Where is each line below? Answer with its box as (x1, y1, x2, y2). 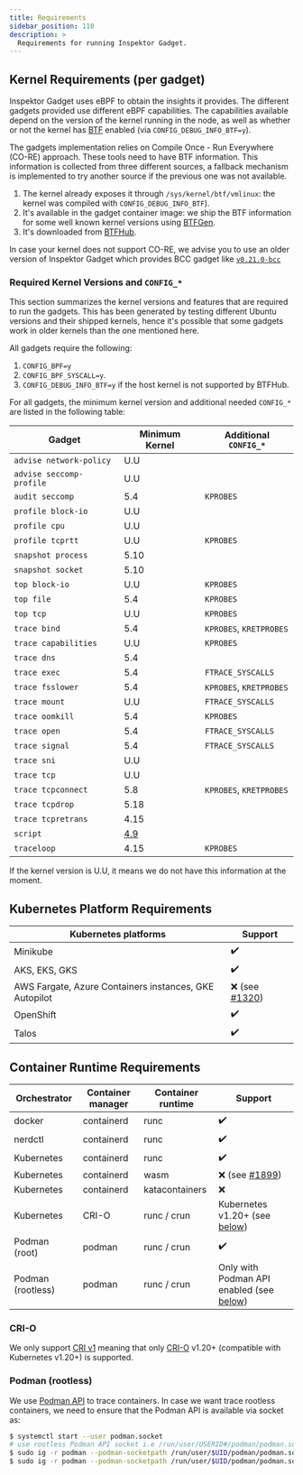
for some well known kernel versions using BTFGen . (22, 217, 216, 228)
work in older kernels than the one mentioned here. (9, 326, 200, 336)
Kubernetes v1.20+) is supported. (9, 1352, 133, 1363)
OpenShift (14, 1008, 57, 1020)
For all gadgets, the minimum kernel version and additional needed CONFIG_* (9, 397, 291, 408)
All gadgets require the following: (9, 343, 133, 354)
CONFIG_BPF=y (22, 362, 72, 371)
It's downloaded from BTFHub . (22, 226, 137, 237)
